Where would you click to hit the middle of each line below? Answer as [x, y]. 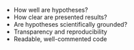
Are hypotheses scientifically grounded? [70, 24]
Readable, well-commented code [60, 39]
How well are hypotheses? [51, 10]
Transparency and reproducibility [60, 32]
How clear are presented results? [60, 17]
